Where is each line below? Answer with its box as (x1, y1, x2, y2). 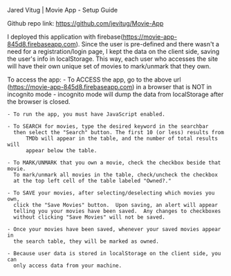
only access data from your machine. (13, 262, 122, 269)
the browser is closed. (7, 98, 71, 106)
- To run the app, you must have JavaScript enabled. (7, 111, 166, 118)
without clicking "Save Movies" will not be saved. (13, 214, 166, 221)
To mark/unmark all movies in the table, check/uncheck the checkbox (13, 172, 218, 178)
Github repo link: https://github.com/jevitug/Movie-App (7, 19, 164, 27)
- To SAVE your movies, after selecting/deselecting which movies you (7, 190, 215, 196)
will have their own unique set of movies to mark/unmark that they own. (7, 62, 211, 70)
